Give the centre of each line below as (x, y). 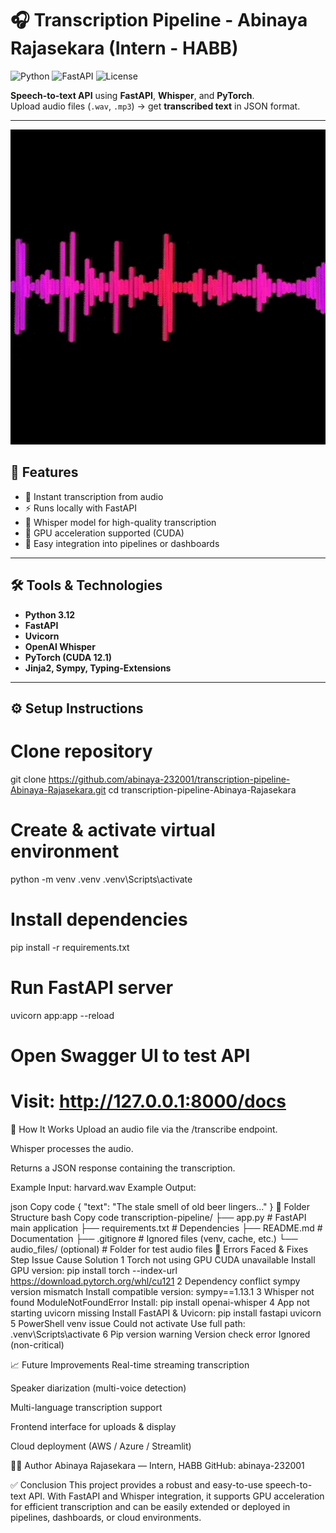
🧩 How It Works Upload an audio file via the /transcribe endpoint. (144, 1129)
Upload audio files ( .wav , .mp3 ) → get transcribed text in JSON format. (155, 106)
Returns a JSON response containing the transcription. (123, 1168)
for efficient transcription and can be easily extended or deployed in (150, 1506)
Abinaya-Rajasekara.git (58, 789)
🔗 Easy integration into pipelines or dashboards (122, 543)
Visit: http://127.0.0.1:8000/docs (148, 1101)
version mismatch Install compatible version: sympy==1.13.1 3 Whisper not (162, 1291)
